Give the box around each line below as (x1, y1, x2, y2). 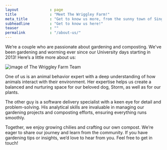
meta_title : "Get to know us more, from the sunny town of (5, 16, 153, 21)
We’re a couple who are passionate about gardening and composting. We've (5, 44, 162, 50)
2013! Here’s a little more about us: (5, 54, 76, 60)
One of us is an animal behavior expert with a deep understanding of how (5, 74, 156, 79)
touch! (5, 140, 18, 146)
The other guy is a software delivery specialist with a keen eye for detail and (5, 99, 162, 104)
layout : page (5, 7, 64, 12)
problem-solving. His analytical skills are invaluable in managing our (5, 104, 144, 110)
